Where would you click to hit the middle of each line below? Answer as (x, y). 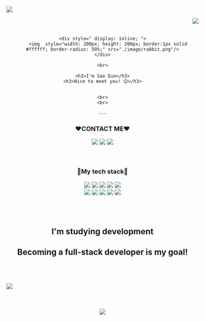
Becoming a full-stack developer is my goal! (103, 252)
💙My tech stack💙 (103, 171)
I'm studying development (103, 231)
